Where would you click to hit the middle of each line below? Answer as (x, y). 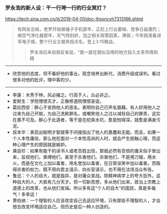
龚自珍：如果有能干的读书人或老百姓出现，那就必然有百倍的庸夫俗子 (82, 151)
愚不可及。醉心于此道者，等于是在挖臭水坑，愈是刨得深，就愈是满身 (86, 120)
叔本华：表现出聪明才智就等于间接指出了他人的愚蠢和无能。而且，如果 (84, 132)
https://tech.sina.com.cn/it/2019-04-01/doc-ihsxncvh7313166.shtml (74, 19)
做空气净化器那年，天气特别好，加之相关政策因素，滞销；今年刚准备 (87, 35)
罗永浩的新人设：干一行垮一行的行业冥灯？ (56, 7)
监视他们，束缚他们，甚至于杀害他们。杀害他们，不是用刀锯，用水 (89, 157)
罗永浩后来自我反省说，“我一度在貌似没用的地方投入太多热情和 (94, 52)
